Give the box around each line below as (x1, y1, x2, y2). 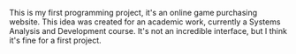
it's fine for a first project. (9, 35, 102, 45)
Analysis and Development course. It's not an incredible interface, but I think (9, 26, 287, 36)
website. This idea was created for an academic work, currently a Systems (9, 17, 281, 27)
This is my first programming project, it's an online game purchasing (9, 8, 258, 17)
